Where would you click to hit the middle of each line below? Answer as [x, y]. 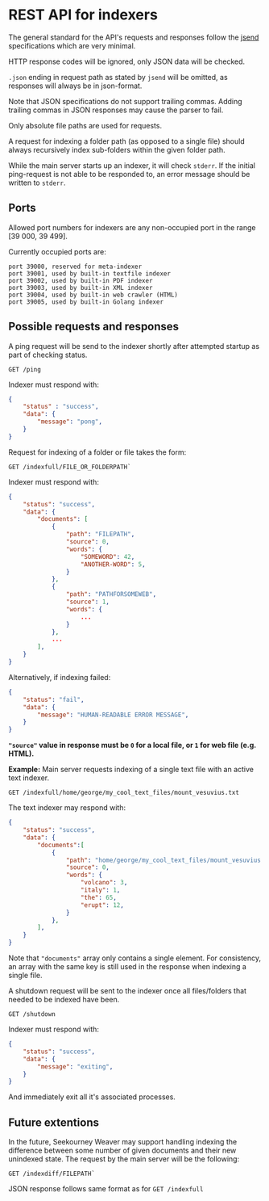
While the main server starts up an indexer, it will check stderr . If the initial [132, 165]
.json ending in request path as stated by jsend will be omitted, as [118, 77]
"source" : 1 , [88, 602]
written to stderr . [37, 183]
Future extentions [54, 1122]
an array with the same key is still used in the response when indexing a [128, 967]
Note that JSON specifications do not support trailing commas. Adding [126, 101]
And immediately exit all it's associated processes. [92, 1097]
